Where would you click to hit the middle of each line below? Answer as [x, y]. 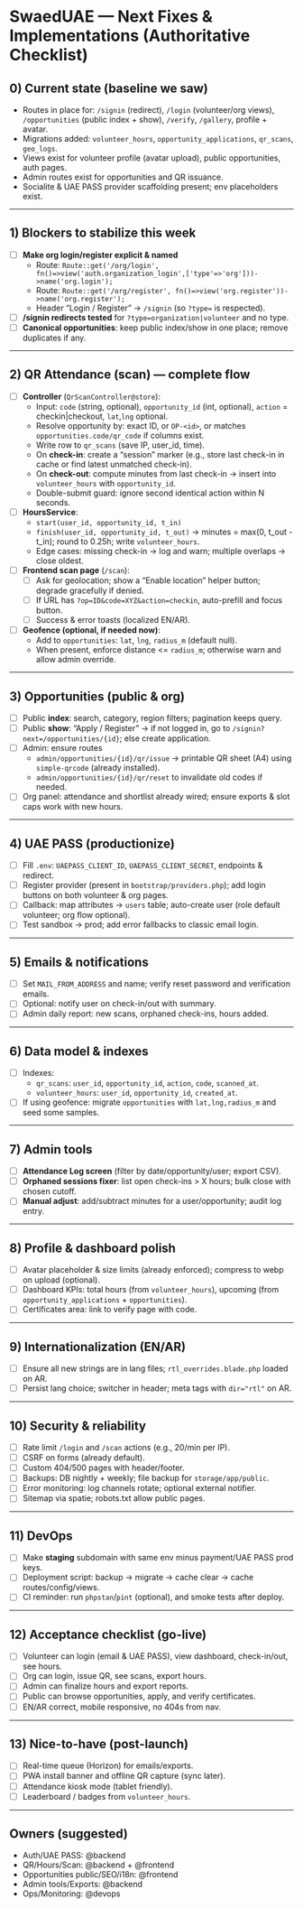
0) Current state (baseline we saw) [109, 88]
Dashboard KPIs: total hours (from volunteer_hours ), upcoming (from [151, 1290]
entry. [33, 1211]
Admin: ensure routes [62, 748]
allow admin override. [76, 660]
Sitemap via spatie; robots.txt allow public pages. [114, 1498]
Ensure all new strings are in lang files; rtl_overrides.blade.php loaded [155, 1368]
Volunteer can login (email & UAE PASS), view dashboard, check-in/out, [155, 1656]
